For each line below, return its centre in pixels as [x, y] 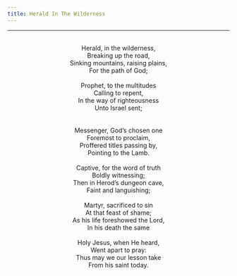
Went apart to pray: [119, 250]
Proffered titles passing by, [119, 145]
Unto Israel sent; [119, 108]
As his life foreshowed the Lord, [119, 220]
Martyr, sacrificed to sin [119, 205]
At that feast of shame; [119, 213]
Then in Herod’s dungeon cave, [119, 182]
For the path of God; [119, 70]
